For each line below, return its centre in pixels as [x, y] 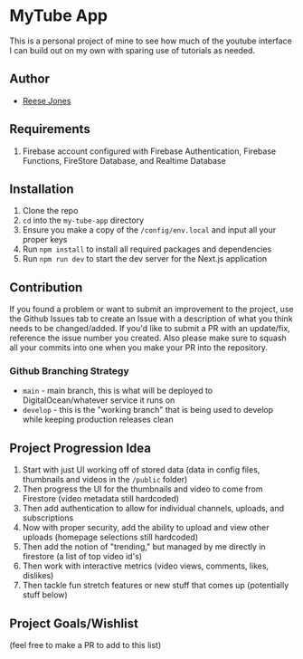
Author [29, 79]
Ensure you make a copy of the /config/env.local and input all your [149, 230]
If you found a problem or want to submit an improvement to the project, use [151, 310]
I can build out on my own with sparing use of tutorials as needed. [133, 50]
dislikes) [38, 576]
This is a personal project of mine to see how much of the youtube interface [151, 41]
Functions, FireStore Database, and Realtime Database [124, 160]
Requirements [50, 129]
